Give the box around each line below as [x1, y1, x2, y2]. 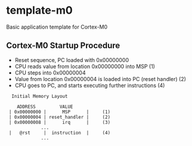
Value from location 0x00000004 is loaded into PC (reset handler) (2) [14, 75, 187, 82]
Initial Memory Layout [11, 93, 68, 99]
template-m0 [6, 4, 73, 17]
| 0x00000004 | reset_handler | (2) [8, 114, 111, 120]
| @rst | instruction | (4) [8, 129, 111, 136]
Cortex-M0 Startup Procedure [6, 41, 120, 51]
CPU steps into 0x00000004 [14, 69, 86, 76]
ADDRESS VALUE [17, 104, 73, 110]
